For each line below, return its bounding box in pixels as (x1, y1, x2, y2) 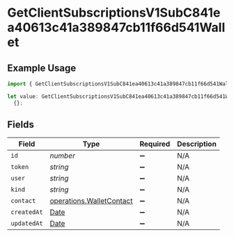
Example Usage (7, 62, 77, 74)
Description (176, 139, 217, 149)
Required (139, 139, 171, 149)
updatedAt (10, 220, 43, 227)
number (49, 151, 75, 161)
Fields (7, 119, 35, 131)
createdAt (10, 209, 43, 216)
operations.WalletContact (49, 196, 133, 206)
